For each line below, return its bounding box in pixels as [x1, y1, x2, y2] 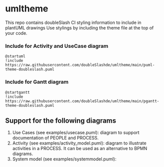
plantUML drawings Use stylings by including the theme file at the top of [5, 24, 154, 30]
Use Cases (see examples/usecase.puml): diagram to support [12, 130, 140, 136]
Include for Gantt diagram [5, 78, 69, 85]
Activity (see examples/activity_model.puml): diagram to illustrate [12, 140, 147, 146]
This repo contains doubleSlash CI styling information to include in [5, 19, 142, 25]
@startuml [5, 54, 26, 59]
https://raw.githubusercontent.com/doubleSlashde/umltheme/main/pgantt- [5, 98, 160, 104]
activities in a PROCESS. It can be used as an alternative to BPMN [12, 146, 148, 152]
